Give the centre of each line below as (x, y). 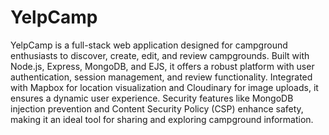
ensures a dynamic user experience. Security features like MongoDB (152, 98)
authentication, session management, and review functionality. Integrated (161, 77)
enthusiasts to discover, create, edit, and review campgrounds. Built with (160, 55)
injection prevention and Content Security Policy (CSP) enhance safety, (157, 108)
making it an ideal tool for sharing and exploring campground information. (162, 119)
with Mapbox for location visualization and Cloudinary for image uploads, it (164, 87)
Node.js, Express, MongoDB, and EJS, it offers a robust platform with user (162, 66)
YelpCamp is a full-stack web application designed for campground (149, 45)
